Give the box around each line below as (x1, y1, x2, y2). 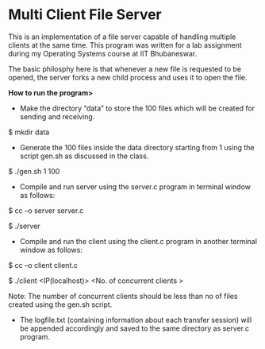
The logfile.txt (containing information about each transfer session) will (19, 315, 252, 324)
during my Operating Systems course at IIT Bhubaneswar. (8, 48, 198, 58)
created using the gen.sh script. (8, 300, 113, 309)
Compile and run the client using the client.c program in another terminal (19, 236, 258, 246)
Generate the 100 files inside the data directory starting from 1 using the (19, 142, 255, 152)
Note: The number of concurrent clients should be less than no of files (8, 291, 238, 301)
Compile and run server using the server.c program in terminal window (19, 181, 252, 192)
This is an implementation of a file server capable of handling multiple (8, 32, 236, 41)
